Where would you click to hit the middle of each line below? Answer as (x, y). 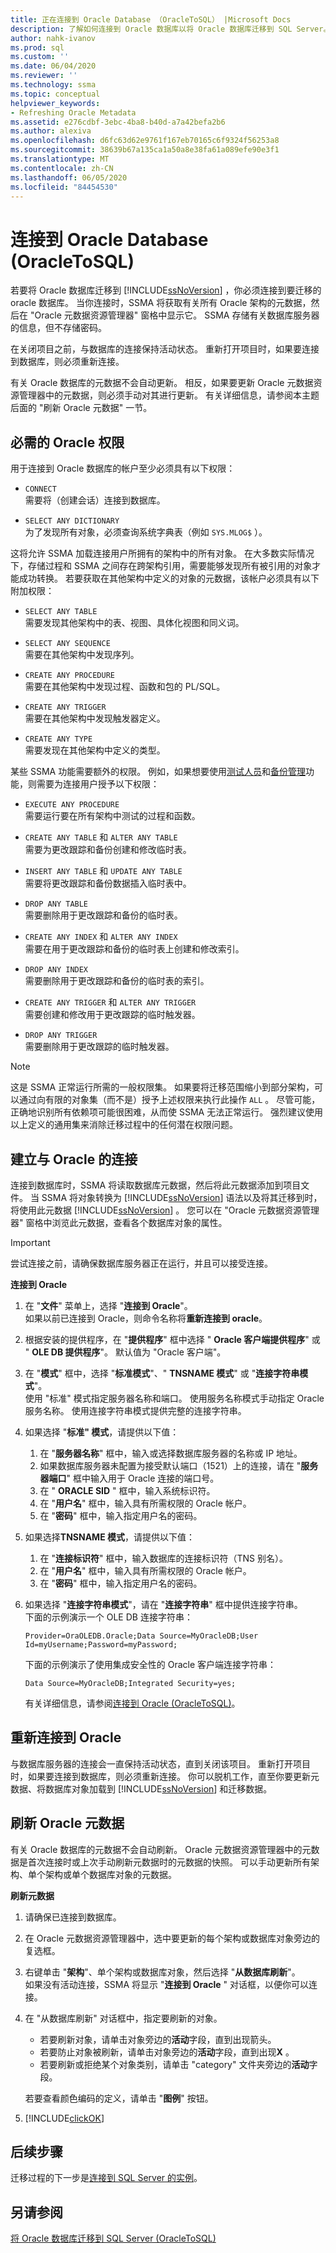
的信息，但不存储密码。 (58, 328)
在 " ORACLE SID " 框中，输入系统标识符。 (127, 1490)
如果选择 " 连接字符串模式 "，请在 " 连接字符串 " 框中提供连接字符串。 (163, 1604)
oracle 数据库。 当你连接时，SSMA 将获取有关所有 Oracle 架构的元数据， (161, 303)
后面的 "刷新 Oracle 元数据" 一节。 (81, 408)
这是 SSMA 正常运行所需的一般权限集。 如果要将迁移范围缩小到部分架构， (162, 1087)
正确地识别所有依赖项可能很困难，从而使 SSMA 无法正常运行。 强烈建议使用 (167, 1112)
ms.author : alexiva (51, 131)
